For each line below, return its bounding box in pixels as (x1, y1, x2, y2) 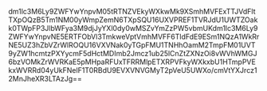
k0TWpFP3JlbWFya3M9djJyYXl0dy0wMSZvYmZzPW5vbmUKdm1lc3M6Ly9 (8, 24, 258, 32)
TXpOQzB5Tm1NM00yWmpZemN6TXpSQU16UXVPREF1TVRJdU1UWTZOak (8, 15, 258, 25)
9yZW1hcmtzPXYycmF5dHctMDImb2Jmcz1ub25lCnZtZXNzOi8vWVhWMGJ (8, 49, 257, 58)
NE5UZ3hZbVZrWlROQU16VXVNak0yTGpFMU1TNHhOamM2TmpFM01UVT (8, 40, 256, 50)
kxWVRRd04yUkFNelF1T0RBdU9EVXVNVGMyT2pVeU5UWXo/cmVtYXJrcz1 (8, 66, 257, 74)
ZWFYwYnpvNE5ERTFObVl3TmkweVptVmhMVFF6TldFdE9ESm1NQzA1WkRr (8, 32, 260, 41)
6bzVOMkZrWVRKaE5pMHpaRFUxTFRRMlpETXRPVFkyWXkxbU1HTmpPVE (8, 57, 257, 66)
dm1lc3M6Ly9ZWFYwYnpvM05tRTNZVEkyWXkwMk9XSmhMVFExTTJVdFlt (8, 7, 256, 16)
